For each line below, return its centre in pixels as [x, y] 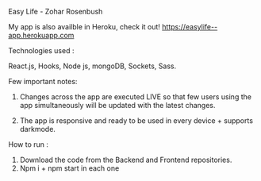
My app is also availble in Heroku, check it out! [84, 27]
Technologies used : [41, 50]
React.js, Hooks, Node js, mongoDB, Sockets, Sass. [92, 66]
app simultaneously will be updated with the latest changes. [117, 105]
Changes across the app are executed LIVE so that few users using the [136, 97]
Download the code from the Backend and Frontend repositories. [126, 160]
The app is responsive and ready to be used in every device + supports [136, 121]
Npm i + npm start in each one [69, 168]
